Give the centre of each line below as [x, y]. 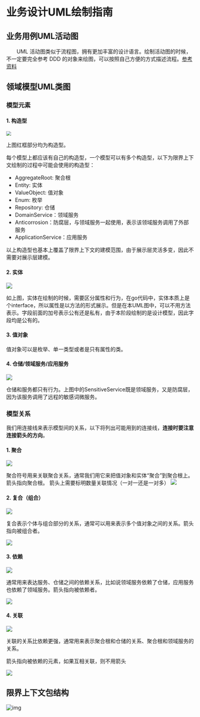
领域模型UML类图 [38, 87]
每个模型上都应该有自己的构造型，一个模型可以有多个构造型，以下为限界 [95, 158]
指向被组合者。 [24, 531]
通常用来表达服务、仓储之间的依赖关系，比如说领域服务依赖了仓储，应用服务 [100, 582]
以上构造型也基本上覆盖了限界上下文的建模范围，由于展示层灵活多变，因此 [97, 250]
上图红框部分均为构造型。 [37, 145]
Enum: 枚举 [29, 200]
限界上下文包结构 [37, 693]
